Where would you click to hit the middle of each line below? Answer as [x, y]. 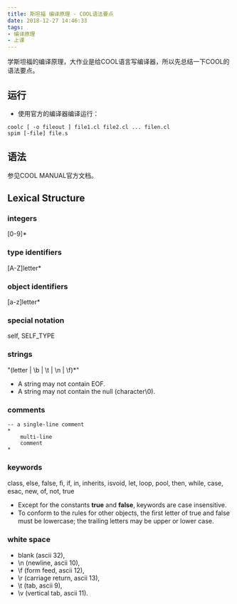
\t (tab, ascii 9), [40, 585]
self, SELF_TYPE [31, 336]
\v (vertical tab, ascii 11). [53, 593]
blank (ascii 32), [41, 555]
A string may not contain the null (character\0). [86, 391]
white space [29, 540]
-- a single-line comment [46, 425]
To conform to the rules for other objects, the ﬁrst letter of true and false [123, 513]
